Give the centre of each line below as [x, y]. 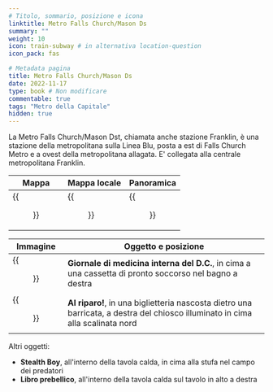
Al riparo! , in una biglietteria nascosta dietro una [160, 303]
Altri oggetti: [29, 346]
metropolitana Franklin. [47, 163]
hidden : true [30, 114]
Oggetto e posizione [164, 246]
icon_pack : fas [34, 54]
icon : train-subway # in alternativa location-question [105, 46]
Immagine [36, 246]
